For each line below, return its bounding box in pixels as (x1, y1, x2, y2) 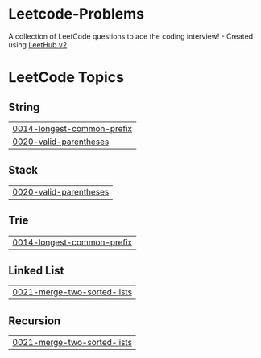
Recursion (8, 314, 61, 327)
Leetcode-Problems (8, 5, 145, 23)
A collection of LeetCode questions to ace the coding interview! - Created (8, 31, 254, 41)
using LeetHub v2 (8, 39, 68, 49)
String (8, 100, 40, 113)
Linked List (8, 263, 64, 278)
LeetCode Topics (8, 68, 125, 87)
